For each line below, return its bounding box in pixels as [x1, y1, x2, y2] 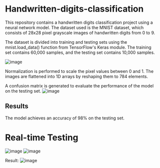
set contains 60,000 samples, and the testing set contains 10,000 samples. [5, 50, 155, 55]
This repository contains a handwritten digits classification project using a [5, 19, 153, 25]
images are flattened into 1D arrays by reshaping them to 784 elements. [5, 73, 148, 79]
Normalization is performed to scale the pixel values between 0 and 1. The [5, 68, 154, 74]
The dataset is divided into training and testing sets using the [5, 39, 127, 45]
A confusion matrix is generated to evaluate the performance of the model [5, 83, 154, 88]
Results [5, 102, 29, 110]
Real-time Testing [5, 132, 79, 143]
